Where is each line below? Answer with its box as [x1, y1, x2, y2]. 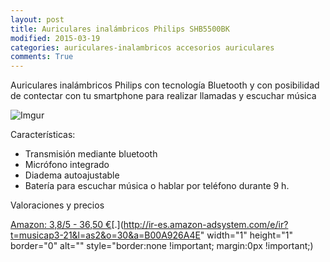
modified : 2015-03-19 [10, 33, 101, 43]
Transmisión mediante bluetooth [24, 148, 158, 160]
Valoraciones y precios [10, 199, 105, 211]
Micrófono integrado [24, 159, 110, 171]
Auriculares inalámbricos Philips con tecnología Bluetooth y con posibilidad [10, 79, 320, 91]
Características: [10, 129, 76, 141]
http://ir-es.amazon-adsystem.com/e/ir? [123, 219, 289, 231]
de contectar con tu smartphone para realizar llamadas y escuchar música [10, 90, 317, 102]
